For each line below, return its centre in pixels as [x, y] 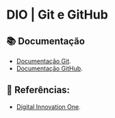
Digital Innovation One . [48, 106]
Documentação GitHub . [49, 68]
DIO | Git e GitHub [57, 15]
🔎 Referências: [38, 90]
